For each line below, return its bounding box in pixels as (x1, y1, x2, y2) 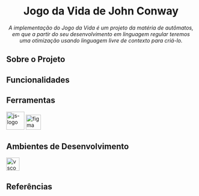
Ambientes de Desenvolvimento (6, 141, 129, 152)
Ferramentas (6, 95, 55, 106)
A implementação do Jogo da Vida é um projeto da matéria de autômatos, (8, 24, 194, 31)
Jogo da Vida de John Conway (23, 4, 179, 18)
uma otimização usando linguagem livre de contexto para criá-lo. (19, 37, 183, 44)
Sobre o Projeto (6, 54, 66, 64)
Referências (6, 182, 53, 192)
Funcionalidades (6, 75, 70, 85)
